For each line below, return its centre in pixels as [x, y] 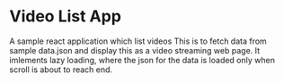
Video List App [65, 16]
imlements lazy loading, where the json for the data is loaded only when [142, 60]
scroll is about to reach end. [61, 70]
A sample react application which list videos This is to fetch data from [138, 41]
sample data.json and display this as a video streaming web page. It [135, 50]
